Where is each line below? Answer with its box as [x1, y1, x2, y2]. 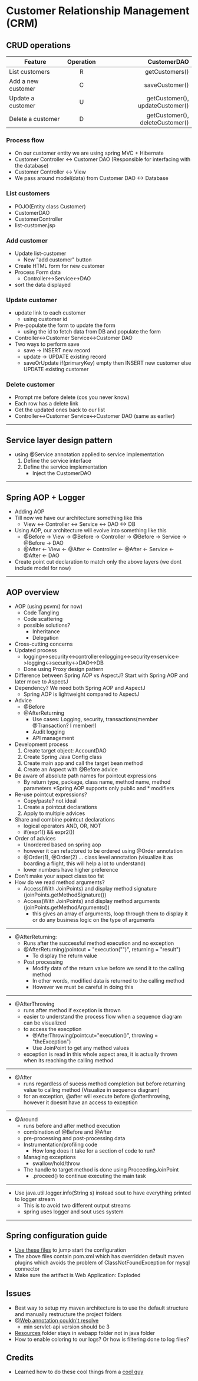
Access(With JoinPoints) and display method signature [23, 885, 157, 892]
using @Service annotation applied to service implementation [14, 451, 164, 458]
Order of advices [14, 835, 56, 842]
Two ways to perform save [14, 341, 80, 348]
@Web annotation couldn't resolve [14, 1317, 99, 1324]
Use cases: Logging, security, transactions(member [32, 715, 158, 722]
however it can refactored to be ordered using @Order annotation [23, 847, 183, 854]
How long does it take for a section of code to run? [32, 1147, 156, 1154]
